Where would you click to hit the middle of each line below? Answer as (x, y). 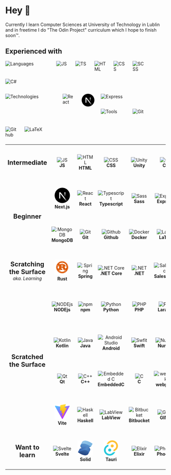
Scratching (27, 264)
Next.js (62, 206)
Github (111, 237)
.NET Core (111, 273)
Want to (27, 447)
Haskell (85, 420)
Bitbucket (139, 420)
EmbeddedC (111, 384)
